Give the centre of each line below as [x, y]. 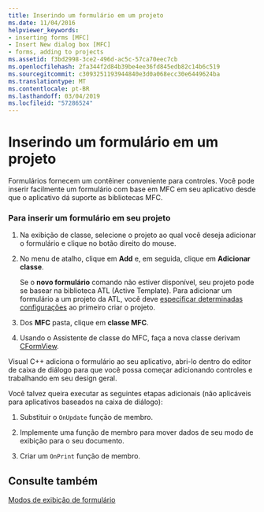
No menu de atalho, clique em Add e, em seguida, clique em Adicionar [135, 259]
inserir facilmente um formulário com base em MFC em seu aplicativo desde [132, 189]
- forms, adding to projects [56, 52]
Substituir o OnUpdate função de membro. [86, 417]
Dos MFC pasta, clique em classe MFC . [84, 323]
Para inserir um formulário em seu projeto [89, 217]
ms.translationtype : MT [47, 81]
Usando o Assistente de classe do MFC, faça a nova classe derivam [130, 338]
